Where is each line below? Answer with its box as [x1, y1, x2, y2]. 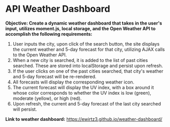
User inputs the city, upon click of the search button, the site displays [12, 40, 160, 47]
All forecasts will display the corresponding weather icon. [12, 79, 135, 85]
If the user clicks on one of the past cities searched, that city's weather [12, 68, 163, 74]
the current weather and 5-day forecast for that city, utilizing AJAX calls [12, 46, 165, 52]
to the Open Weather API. [12, 52, 67, 58]
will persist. [12, 106, 37, 112]
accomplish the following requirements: [5, 31, 92, 37]
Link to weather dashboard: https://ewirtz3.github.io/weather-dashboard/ [5, 116, 163, 122]
